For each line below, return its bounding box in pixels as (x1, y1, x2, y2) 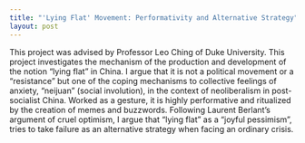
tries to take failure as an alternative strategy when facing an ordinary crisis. (9, 123, 294, 134)
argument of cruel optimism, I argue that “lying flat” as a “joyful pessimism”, (9, 114, 292, 125)
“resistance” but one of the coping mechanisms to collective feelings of (9, 75, 277, 86)
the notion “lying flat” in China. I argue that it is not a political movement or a (9, 65, 294, 77)
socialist (9, 94, 41, 105)
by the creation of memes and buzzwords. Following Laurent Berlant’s (9, 104, 271, 115)
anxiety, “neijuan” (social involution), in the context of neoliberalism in (9, 85, 271, 96)
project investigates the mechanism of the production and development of (9, 56, 287, 67)
